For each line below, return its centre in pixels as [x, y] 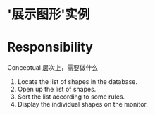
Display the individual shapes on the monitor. [82, 104]
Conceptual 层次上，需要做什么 [53, 68]
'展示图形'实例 [49, 14]
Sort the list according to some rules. [71, 97]
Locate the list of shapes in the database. [77, 82]
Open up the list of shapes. [57, 90]
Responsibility [50, 47]
